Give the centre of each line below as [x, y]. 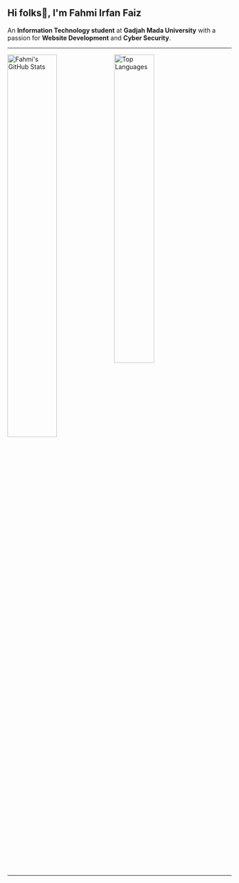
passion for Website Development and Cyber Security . [89, 38]
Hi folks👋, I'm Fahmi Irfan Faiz [75, 13]
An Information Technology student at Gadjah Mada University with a [112, 30]
